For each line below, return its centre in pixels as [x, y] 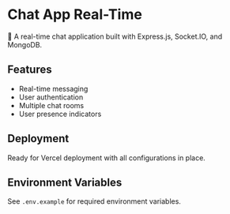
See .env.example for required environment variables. [94, 201]
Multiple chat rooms [51, 105]
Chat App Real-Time [75, 15]
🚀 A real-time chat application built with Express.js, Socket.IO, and [115, 36]
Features [30, 70]
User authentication [51, 97]
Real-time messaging [53, 88]
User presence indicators [60, 114]
